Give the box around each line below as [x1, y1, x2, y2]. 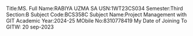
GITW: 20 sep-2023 [6, 23, 54, 30]
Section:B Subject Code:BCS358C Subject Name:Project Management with [6, 11, 187, 18]
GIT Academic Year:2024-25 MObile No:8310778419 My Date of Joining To [6, 17, 187, 24]
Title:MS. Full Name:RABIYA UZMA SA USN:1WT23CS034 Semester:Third [6, 5, 183, 12]
